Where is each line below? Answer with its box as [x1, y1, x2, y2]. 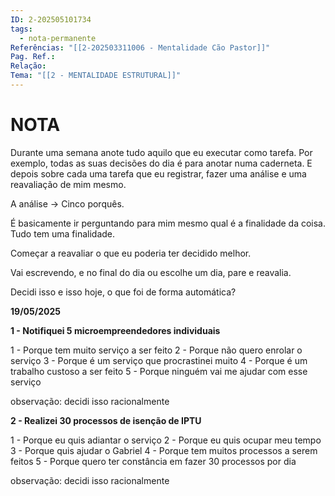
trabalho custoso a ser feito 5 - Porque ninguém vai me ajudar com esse [10, 365, 308, 377]
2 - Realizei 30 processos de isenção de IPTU [10, 414, 202, 426]
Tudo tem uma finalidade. [10, 227, 116, 240]
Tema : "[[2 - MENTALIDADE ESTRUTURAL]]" [10, 71, 182, 81]
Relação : [10, 61, 47, 71]
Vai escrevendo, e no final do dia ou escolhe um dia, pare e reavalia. [10, 266, 292, 278]
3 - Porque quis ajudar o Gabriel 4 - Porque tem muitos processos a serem [10, 444, 318, 456]
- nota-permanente [19, 33, 97, 43]
